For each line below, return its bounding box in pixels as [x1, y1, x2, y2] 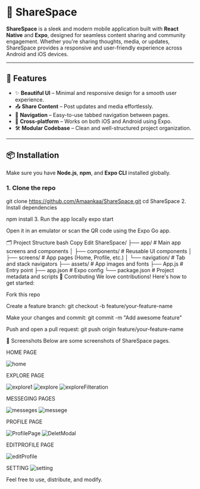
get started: [6, 279, 35, 286]
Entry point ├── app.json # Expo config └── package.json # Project [6, 266, 174, 273]
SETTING [6, 464, 29, 471]
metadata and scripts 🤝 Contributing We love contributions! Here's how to [6, 273, 187, 280]
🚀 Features [6, 73, 47, 84]
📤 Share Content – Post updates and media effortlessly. [14, 103, 154, 110]
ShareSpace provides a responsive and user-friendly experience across [6, 44, 183, 51]
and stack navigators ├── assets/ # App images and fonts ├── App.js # [6, 260, 183, 267]
